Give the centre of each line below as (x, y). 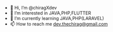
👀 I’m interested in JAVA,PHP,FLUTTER (50, 13)
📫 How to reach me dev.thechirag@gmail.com (59, 24)
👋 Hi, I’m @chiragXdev (33, 8)
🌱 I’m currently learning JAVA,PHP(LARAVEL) (57, 18)
